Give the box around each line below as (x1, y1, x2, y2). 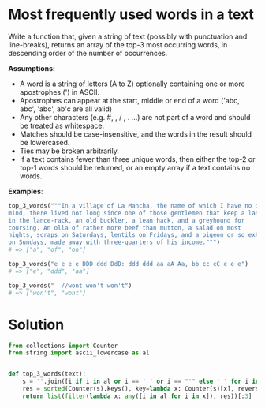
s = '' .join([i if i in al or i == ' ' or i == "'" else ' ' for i (22, 377, 249, 386)
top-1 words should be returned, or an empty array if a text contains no (19, 163, 251, 172)
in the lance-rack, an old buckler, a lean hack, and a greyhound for (8, 216, 245, 224)
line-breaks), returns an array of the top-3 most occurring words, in (8, 39, 228, 49)
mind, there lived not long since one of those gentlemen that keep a (8, 209, 245, 217)
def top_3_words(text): (8, 370, 87, 378)
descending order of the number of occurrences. (8, 48, 168, 58)
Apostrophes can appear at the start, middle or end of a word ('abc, (19, 95, 241, 105)
